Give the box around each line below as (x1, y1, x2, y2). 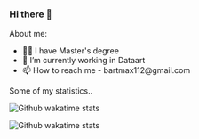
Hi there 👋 (9, 8, 53, 20)
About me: (9, 29, 47, 39)
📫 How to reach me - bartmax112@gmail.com (21, 65, 191, 76)
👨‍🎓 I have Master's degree (21, 45, 120, 56)
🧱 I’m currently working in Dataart (21, 55, 146, 66)
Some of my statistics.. (9, 86, 93, 96)
